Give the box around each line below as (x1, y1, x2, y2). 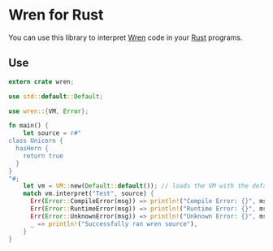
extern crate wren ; (8, 77, 75, 86)
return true (23, 152, 63, 160)
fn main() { (8, 122, 49, 130)
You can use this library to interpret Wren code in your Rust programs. (8, 32, 243, 42)
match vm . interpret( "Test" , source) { (23, 189, 154, 198)
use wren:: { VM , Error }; (8, 107, 89, 115)
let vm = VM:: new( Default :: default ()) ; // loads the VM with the (23, 182, 249, 190)
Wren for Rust (8, 6, 104, 24)
